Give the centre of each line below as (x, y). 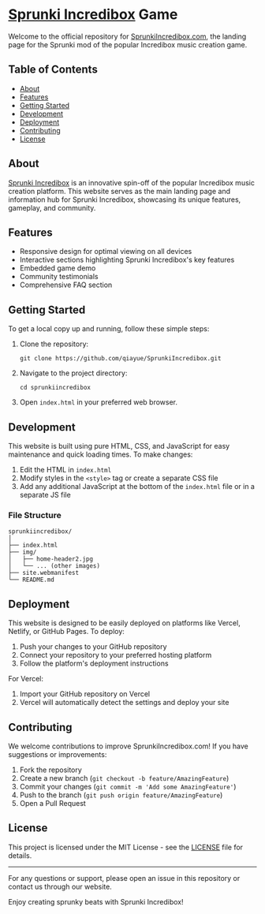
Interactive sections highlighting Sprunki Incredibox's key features (127, 260)
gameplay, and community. (52, 207)
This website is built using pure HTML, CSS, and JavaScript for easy (119, 446)
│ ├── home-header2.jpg (50, 559)
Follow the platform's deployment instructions (94, 663)
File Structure (35, 515)
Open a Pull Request (53, 803)
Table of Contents (53, 70)
